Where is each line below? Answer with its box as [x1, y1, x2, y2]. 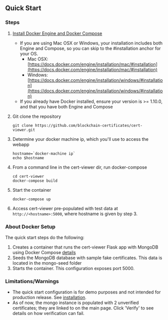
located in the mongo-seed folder [12, 260, 82, 266]
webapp [12, 141, 29, 147]
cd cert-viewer [12, 174, 44, 179]
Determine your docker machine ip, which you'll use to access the [12, 136, 149, 142]
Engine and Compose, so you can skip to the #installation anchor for [19, 45, 161, 51]
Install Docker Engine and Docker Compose [12, 30, 102, 36]
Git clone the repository [12, 113, 61, 119]
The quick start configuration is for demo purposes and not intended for [12, 289, 161, 295]
